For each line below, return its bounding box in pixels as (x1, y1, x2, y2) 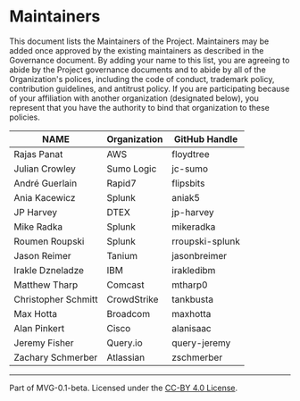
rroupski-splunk (171, 235, 241, 247)
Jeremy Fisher (13, 337, 74, 349)
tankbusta (171, 293, 214, 305)
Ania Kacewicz (13, 191, 76, 204)
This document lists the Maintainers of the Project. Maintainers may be (9, 36, 270, 46)
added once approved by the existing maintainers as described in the (9, 45, 264, 55)
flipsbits (171, 177, 205, 189)
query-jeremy (171, 337, 231, 349)
